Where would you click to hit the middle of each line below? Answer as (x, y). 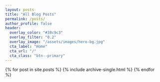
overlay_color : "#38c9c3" (36, 33)
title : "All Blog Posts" (31, 14)
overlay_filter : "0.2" (33, 38)
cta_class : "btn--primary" (37, 56)
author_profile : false (28, 23)
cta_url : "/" (23, 51)
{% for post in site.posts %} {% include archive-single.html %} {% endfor (80, 70)
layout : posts (20, 10)
